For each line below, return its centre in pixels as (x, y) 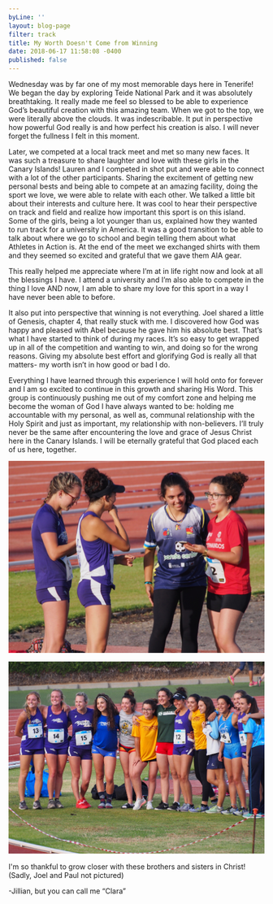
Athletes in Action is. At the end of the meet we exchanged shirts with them (134, 247)
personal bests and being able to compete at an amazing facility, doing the (133, 186)
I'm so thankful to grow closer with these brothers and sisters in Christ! (127, 867)
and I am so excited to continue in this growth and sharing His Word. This (131, 389)
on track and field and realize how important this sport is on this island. (127, 212)
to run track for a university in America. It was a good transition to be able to (136, 229)
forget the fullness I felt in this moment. (74, 136)
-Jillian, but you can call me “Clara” (67, 891)
